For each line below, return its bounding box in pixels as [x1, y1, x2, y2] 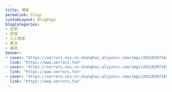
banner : [5, 50, 22, 55]
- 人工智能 [5, 36, 26, 41]
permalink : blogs [5, 12, 42, 17]
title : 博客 [5, 7, 29, 13]
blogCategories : [5, 21, 40, 27]
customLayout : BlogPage [5, 17, 56, 22]
